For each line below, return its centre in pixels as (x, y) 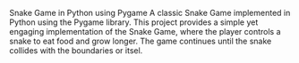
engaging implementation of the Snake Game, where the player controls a (145, 31)
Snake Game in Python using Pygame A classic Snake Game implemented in (150, 13)
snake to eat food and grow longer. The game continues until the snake (141, 41)
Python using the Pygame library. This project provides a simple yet (134, 22)
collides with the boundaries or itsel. (76, 51)
